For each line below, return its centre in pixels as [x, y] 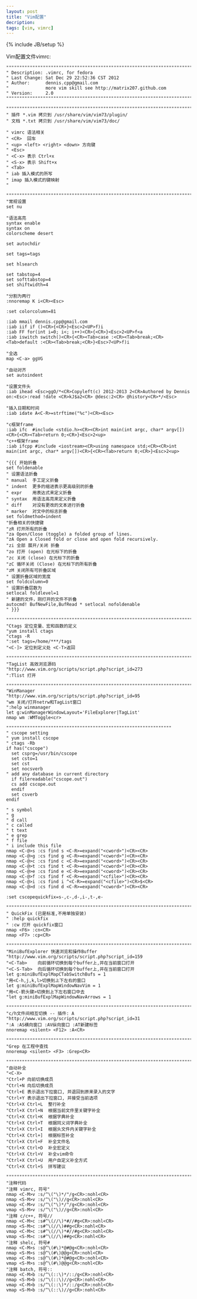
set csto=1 [25, 759]
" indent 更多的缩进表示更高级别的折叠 [50, 487]
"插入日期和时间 [23, 408]
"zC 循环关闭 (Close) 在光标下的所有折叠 [52, 564]
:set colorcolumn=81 [31, 312]
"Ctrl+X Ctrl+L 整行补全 [36, 1104]
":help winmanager [28, 708]
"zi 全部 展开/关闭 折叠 [33, 545]
